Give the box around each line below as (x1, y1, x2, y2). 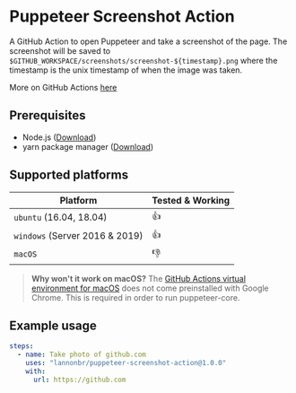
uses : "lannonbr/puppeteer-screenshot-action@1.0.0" (25, 359, 227, 368)
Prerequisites (9, 108, 86, 123)
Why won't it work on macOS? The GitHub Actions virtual (30, 273, 247, 284)
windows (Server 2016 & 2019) (13, 230, 144, 242)
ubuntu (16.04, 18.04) (13, 211, 108, 223)
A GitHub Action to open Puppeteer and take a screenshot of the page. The (9, 36, 288, 47)
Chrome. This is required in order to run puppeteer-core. (30, 292, 240, 302)
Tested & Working (152, 194, 231, 206)
